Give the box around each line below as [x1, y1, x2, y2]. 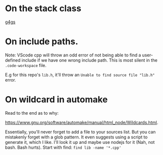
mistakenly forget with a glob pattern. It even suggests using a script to [5, 134, 148, 140]
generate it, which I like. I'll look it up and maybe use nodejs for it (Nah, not [5, 139, 155, 145]
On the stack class [5, 3, 82, 14]
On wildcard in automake [5, 94, 108, 105]
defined [5, 57, 21, 63]
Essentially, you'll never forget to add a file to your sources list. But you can [5, 129, 156, 135]
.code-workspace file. [5, 62, 47, 68]
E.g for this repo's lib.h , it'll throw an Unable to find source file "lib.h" [5, 71, 155, 78]
